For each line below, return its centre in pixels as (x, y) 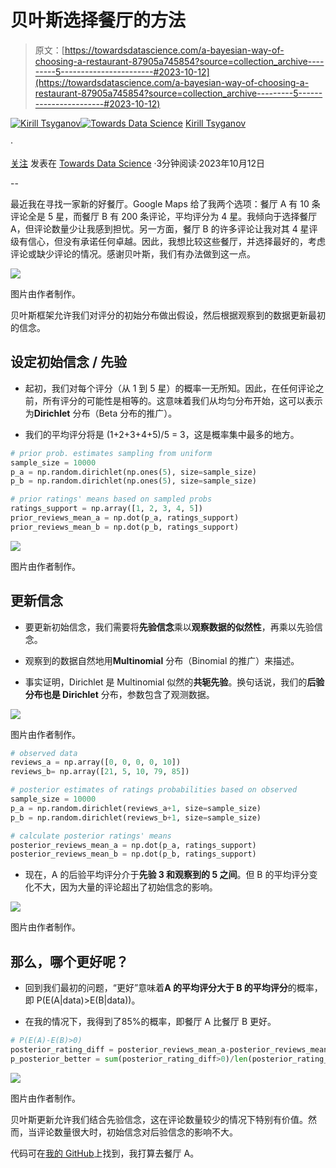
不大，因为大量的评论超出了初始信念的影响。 (125, 887)
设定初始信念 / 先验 (69, 362)
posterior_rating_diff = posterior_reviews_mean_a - (120, 1050)
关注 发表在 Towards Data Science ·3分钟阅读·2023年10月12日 (137, 163)
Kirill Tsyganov (215, 123)
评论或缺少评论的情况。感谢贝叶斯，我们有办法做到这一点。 (133, 253)
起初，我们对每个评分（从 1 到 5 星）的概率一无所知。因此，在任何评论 (170, 388)
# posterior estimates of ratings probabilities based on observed (154, 790)
